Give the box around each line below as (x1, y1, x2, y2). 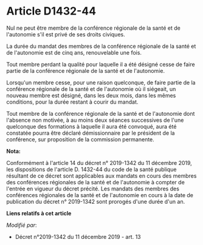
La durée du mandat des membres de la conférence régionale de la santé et (6, 42, 196, 50)
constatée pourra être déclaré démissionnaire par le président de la (6, 129, 175, 136)
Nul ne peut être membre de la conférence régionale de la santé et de (6, 24, 181, 32)
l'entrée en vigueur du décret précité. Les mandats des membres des (6, 185, 179, 192)
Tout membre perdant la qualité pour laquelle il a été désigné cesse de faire (6, 61, 196, 68)
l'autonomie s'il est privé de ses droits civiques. (6, 30, 126, 38)
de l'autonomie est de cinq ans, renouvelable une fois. (6, 49, 142, 56)
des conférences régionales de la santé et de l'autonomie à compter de (6, 178, 185, 186)
